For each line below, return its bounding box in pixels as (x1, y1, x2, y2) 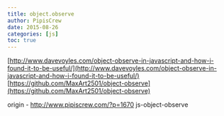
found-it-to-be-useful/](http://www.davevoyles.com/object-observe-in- (7, 64, 218, 73)
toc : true (7, 37, 37, 44)
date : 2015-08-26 (7, 23, 59, 31)
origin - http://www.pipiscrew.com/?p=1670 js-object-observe (7, 100, 189, 109)
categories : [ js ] (7, 30, 59, 38)
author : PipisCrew (7, 17, 62, 24)
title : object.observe (7, 10, 74, 18)
